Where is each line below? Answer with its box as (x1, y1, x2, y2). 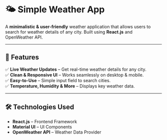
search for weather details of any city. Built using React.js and (5, 29, 133, 35)
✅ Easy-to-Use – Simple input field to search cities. (5, 77, 111, 83)
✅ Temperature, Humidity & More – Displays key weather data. (5, 83, 135, 89)
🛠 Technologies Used (5, 103, 75, 111)
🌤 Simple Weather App (5, 4, 105, 15)
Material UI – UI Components (12, 124, 72, 130)
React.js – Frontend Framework (12, 118, 77, 124)
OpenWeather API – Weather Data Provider (12, 129, 101, 135)
